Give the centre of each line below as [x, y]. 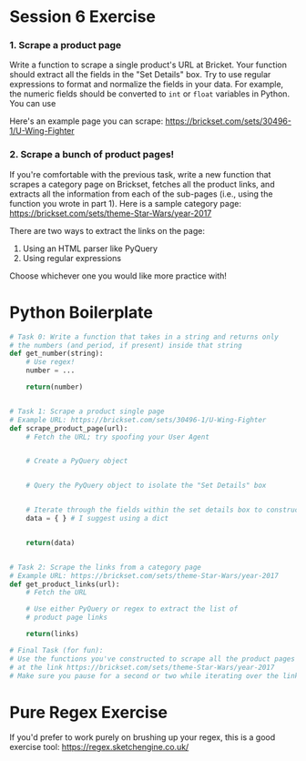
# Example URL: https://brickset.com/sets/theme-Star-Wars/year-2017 [144, 575]
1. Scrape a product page [66, 46]
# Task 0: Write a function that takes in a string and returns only [144, 337]
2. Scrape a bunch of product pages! [92, 155]
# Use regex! [51, 362]
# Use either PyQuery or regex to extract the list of [132, 609]
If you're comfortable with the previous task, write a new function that [140, 174]
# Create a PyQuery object [77, 462]
